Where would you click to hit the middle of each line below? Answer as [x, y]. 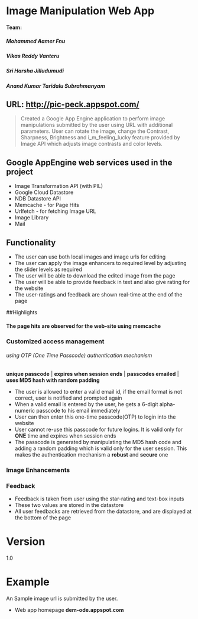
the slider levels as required [48, 269]
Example [28, 582]
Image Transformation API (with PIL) [59, 186]
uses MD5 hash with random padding [53, 380]
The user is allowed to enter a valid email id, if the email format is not [98, 391]
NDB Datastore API [38, 199]
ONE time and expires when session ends [65, 435]
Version [26, 542]
